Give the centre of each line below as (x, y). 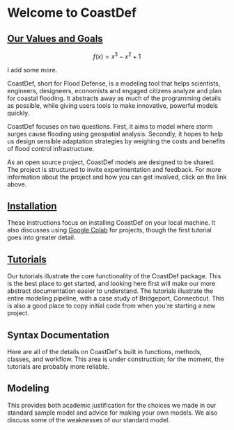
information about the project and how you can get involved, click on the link (117, 177)
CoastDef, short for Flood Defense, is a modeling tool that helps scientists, (114, 83)
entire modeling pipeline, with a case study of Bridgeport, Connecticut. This (116, 298)
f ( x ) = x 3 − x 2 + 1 (117, 56)
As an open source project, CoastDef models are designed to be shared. (111, 162)
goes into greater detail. (41, 237)
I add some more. (32, 70)
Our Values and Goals (55, 39)
